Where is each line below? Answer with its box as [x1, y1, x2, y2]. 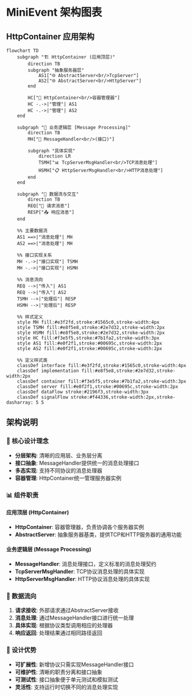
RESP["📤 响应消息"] [28, 209, 75, 215]
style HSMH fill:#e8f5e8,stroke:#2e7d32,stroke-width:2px [17, 330, 165, 336]
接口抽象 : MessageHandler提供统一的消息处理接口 [14, 459, 139, 466]
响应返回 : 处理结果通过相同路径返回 [14, 629, 103, 636]
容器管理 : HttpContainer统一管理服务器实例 [14, 474, 122, 481]
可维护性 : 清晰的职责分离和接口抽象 [14, 668, 103, 676]
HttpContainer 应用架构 [6, 31, 95, 42]
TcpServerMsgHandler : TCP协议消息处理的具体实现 [14, 568, 145, 575]
